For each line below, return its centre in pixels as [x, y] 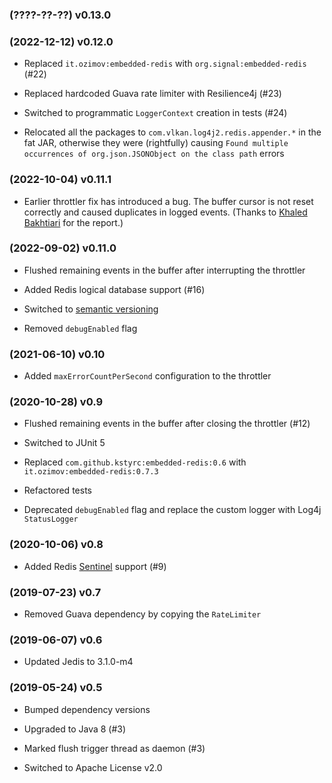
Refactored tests [57, 490]
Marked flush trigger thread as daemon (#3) [114, 748]
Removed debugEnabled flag [80, 328]
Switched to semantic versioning [91, 309]
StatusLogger [51, 519]
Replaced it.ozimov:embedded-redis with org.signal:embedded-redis [165, 64]
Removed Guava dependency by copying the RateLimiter [142, 614]
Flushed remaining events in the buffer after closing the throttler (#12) [167, 424]
